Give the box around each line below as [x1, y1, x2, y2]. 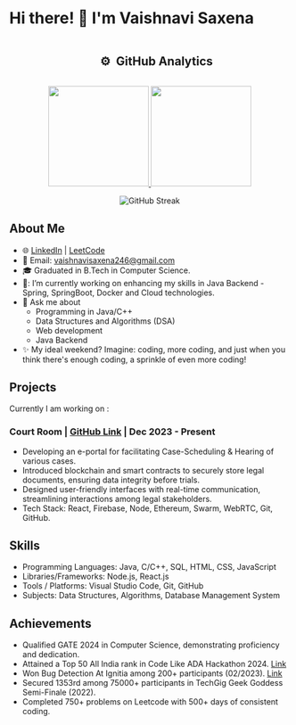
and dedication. [21, 649, 80, 660]
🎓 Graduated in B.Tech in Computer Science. [21, 265, 191, 276]
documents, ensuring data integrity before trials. [21, 474, 201, 485]
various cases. [21, 455, 77, 466]
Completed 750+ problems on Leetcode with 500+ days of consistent [21, 696, 279, 707]
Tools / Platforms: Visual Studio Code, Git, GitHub [21, 581, 204, 591]
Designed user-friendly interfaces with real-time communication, [21, 483, 261, 494]
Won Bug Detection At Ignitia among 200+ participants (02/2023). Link [21, 668, 283, 679]
